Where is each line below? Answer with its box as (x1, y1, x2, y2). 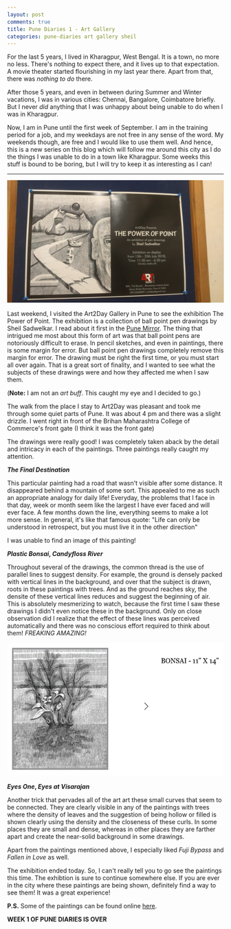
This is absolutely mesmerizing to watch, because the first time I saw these (7, 599, 220, 608)
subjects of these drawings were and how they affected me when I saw (7, 368, 210, 376)
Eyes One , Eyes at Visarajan (7, 782, 90, 790)
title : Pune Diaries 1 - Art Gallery (7, 26, 115, 32)
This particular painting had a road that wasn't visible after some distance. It (7, 479, 223, 487)
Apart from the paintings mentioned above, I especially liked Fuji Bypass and (7, 846, 224, 854)
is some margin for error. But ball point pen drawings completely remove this (7, 346, 224, 354)
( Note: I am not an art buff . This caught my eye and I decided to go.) (7, 388, 201, 397)
